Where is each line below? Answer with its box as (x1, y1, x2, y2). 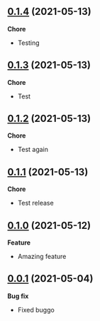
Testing (17, 39, 40, 47)
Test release (17, 199, 55, 208)
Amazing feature (17, 253, 67, 261)
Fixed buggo (17, 305, 55, 314)
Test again (17, 146, 48, 154)
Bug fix (7, 292, 29, 300)
